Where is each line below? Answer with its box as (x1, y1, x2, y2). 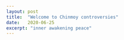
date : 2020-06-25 (6, 19, 55, 25)
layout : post (6, 8, 39, 15)
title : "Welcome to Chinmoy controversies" (6, 14, 119, 20)
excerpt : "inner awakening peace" (6, 25, 92, 31)
